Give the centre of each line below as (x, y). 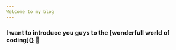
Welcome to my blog (30, 12)
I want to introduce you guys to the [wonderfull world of (88, 32)
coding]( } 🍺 (23, 40)
